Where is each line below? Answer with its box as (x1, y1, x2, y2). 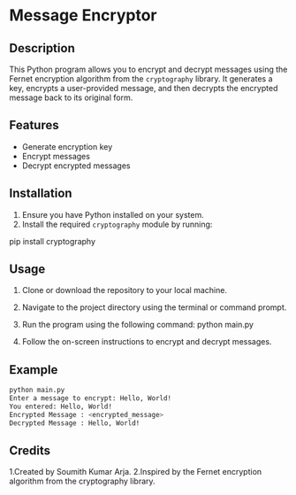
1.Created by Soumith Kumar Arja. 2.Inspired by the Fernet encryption (9, 467, 262, 477)
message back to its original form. (9, 92, 133, 103)
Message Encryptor (9, 5, 157, 26)
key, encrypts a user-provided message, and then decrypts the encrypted (9, 83, 278, 93)
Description (9, 41, 75, 56)
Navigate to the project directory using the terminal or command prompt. (21, 302, 287, 313)
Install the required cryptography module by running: (21, 219, 213, 229)
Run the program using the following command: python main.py (21, 320, 254, 330)
